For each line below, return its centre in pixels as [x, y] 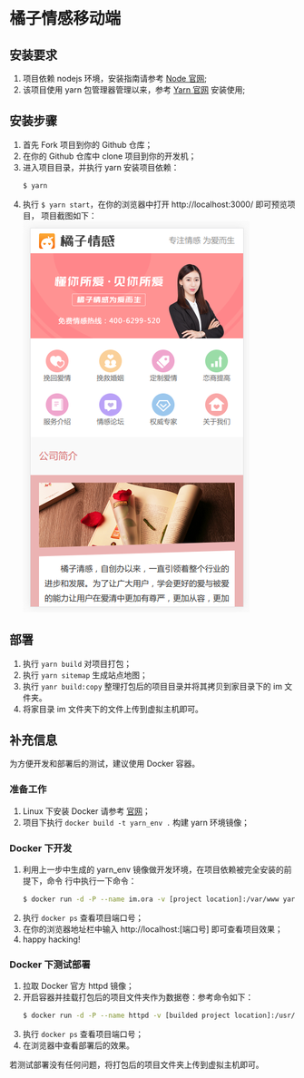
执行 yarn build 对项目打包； [77, 663]
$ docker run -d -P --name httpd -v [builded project [126, 1016]
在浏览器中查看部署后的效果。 [78, 1045]
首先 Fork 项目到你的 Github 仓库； [88, 144]
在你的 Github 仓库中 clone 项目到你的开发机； [109, 156]
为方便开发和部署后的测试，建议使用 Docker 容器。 [105, 764]
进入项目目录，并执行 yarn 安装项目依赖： [101, 167]
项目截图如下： [69, 215]
